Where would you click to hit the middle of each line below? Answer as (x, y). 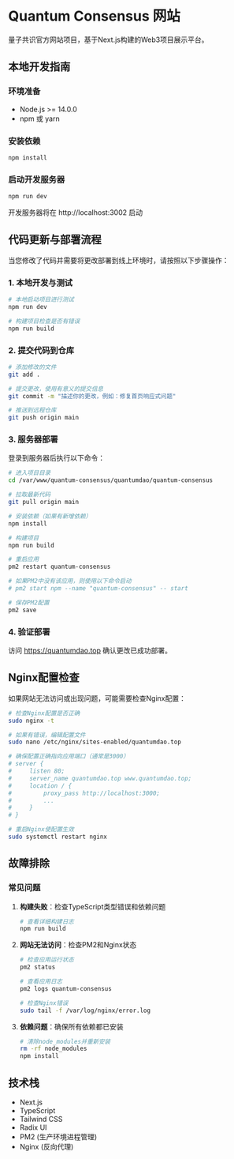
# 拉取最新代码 (30, 495)
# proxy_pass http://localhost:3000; (84, 793)
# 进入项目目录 (30, 473)
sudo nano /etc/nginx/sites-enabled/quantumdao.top (95, 742)
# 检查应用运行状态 (47, 960)
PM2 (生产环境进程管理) (58, 1137)
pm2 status (37, 967)
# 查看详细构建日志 (47, 921)
